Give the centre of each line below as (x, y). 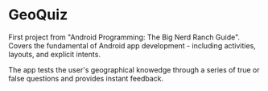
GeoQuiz (38, 15)
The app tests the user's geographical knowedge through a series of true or (134, 69)
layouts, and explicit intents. (54, 54)
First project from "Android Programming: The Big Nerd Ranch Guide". (124, 37)
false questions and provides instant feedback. (86, 78)
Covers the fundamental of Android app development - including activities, (132, 45)
